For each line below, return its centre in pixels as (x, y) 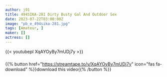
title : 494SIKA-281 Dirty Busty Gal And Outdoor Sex (61, 14)
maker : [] (15, 33)
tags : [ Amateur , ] (24, 28)
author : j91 (17, 10)
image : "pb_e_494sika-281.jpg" (38, 24)
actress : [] (17, 38)
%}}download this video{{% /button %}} (70, 69)
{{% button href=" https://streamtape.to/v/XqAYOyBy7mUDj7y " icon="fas (80, 64)
